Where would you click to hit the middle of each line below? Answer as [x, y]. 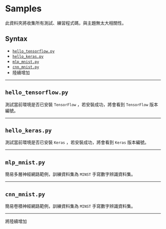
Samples [23, 9]
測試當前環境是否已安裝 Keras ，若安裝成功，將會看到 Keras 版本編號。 [77, 142]
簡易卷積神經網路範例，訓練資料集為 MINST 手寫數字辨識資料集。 [70, 206]
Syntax [16, 39]
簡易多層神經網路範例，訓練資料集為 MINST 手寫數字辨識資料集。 [70, 174]
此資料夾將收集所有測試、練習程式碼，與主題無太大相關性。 [66, 23]
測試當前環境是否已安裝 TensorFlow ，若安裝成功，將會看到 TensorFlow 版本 [82, 104]
